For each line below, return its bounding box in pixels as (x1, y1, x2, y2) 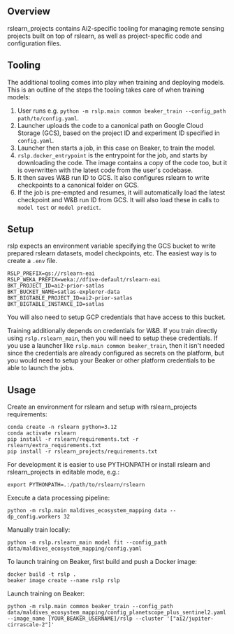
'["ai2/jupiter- (166, 615, 214, 622)
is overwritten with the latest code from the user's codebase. (17, 166, 193, 174)
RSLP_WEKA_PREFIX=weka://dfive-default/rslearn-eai (7, 276, 161, 283)
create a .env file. (7, 257, 58, 265)
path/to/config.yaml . (17, 113, 79, 122)
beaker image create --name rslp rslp (7, 577, 120, 584)
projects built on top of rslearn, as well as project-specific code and (7, 31, 203, 40)
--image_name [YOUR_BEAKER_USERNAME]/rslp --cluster (7, 615, 164, 622)
